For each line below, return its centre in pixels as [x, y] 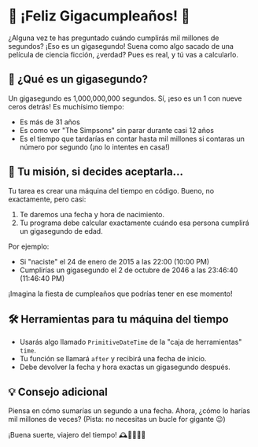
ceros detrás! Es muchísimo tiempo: [66, 106]
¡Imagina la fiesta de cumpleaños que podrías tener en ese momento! [121, 294]
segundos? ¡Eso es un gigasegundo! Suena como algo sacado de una [121, 46]
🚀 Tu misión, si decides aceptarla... [96, 172]
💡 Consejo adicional [58, 392]
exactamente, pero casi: [47, 199]
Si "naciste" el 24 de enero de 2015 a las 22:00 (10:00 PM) [114, 261]
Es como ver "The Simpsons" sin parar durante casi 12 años [117, 130]
